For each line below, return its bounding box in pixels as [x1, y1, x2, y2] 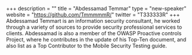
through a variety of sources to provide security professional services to [6, 23, 182, 30]
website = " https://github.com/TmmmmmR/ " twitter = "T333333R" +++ [6, 11, 180, 18]
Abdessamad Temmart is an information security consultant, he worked [6, 18, 180, 24]
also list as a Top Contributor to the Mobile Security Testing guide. [6, 42, 167, 49]
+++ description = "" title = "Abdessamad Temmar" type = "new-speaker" [6, 5, 187, 12]
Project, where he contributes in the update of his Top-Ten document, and [6, 36, 187, 43]
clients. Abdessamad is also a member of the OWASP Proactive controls [6, 30, 182, 37]
